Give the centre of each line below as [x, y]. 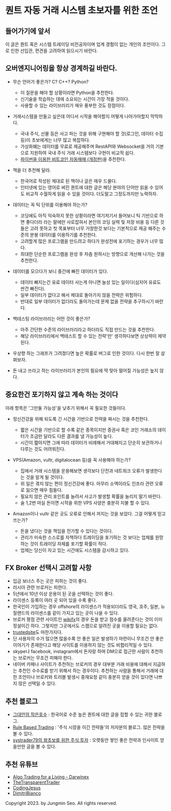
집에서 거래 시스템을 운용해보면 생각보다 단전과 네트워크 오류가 [82, 471]
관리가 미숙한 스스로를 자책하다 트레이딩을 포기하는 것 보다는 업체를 [87, 537]
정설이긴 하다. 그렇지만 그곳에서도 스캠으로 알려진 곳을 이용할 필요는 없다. [86, 626]
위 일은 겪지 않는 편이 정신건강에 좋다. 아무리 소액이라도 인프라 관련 [87, 483]
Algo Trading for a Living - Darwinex [51, 777]
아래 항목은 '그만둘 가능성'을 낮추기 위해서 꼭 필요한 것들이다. [66, 408]
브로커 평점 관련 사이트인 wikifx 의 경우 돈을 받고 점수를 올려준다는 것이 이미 [88, 619]
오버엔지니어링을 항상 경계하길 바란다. [61, 68]
